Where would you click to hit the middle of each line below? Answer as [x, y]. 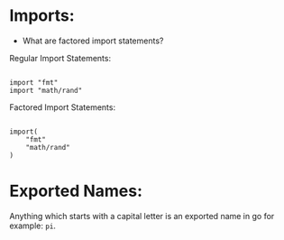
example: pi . [33, 226]
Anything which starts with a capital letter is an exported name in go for [142, 216]
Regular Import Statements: [60, 58]
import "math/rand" [46, 90]
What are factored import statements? [93, 41]
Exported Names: [76, 191]
